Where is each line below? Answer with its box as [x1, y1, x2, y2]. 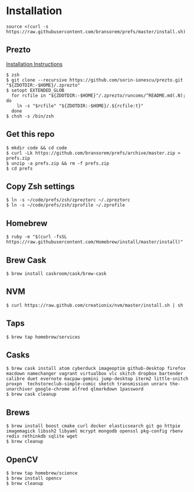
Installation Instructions [6, 60, 63, 67]
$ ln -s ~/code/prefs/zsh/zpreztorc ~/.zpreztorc [6, 197, 131, 203]
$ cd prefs [6, 165, 33, 172]
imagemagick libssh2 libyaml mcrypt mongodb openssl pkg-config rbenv [6, 428, 183, 434]
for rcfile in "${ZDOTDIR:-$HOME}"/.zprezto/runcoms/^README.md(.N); [11, 93, 186, 99]
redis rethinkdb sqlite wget [6, 434, 78, 439]
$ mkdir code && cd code [6, 145, 67, 151]
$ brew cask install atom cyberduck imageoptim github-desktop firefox [6, 366, 186, 372]
